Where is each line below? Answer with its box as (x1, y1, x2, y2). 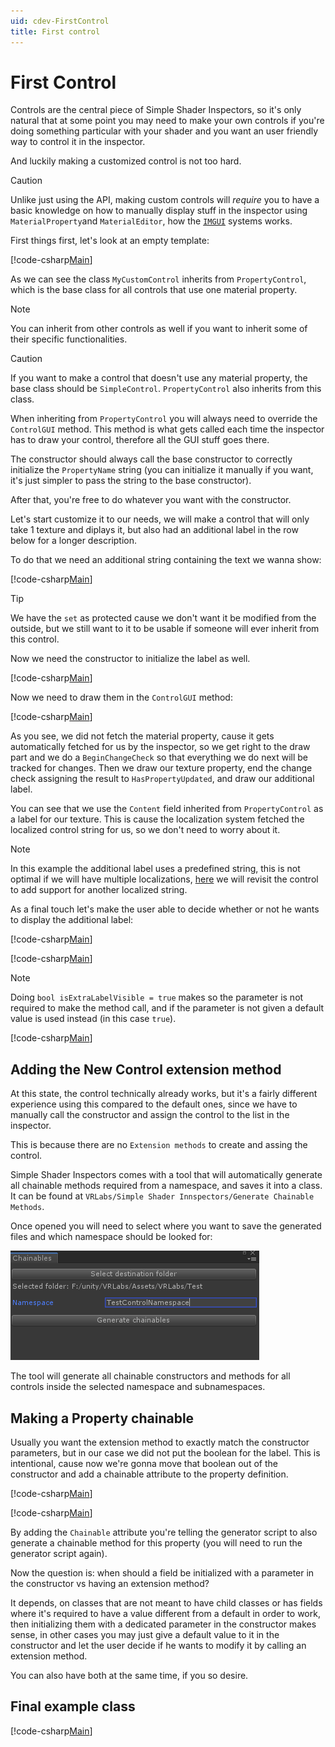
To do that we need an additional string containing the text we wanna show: (10, 554, 322, 566)
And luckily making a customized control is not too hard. (10, 155, 242, 167)
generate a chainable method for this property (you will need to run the (10, 1537, 303, 1549)
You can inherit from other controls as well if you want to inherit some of (10, 323, 308, 335)
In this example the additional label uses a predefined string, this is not (10, 863, 301, 875)
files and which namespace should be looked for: (10, 1231, 213, 1243)
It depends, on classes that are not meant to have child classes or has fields (10, 1597, 323, 1609)
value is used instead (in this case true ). (10, 1013, 177, 1025)
